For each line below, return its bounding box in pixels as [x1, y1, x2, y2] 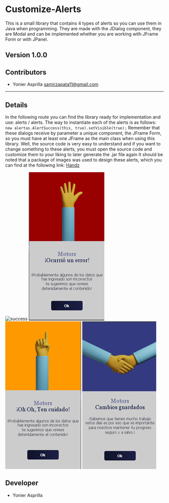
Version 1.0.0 [5, 51, 48, 59]
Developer [5, 479, 39, 487]
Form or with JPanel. [5, 36, 48, 42]
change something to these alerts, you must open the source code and [5, 146, 152, 152]
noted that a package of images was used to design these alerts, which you [5, 157, 162, 163]
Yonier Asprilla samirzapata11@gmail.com [12, 82, 99, 88]
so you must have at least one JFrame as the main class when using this [5, 135, 155, 141]
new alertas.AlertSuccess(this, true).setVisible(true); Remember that [5, 124, 160, 130]
